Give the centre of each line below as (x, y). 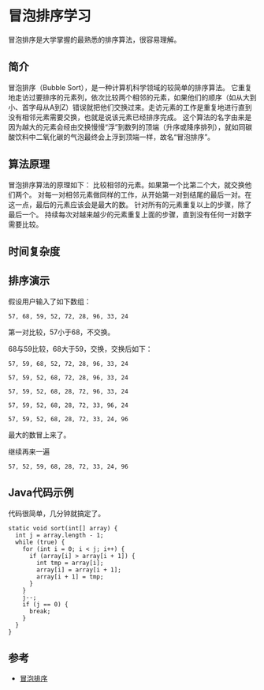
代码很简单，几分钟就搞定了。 (56, 513)
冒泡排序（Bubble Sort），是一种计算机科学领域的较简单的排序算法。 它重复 (130, 87)
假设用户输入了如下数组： (50, 301)
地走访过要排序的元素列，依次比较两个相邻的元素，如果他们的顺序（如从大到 (132, 97)
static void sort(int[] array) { (63, 528)
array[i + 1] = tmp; (70, 577)
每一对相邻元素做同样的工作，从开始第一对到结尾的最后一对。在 (148, 194)
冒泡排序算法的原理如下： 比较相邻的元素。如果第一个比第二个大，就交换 (126, 185)
